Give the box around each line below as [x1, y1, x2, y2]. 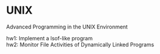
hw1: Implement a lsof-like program [6, 34, 93, 42]
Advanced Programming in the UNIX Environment [6, 23, 128, 30]
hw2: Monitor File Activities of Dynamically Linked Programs [6, 41, 154, 48]
